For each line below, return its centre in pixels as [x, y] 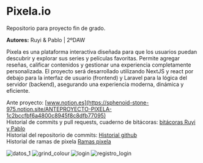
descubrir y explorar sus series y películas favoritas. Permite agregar [93, 58]
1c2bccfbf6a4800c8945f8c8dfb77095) [56, 115]
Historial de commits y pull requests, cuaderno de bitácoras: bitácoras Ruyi [101, 122]
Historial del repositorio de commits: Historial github [72, 135]
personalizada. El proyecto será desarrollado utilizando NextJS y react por [100, 71]
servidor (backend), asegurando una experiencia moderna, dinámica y [95, 84]
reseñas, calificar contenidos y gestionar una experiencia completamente [99, 65]
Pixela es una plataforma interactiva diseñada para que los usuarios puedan [102, 52]
